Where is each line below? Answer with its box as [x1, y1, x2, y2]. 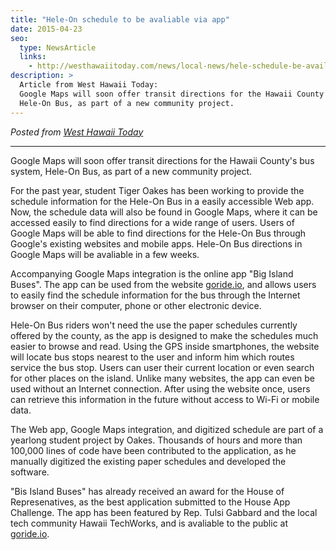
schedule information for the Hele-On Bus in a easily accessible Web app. [10, 195, 315, 207]
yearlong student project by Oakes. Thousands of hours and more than [10, 434, 303, 446]
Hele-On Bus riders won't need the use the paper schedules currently [10, 319, 298, 331]
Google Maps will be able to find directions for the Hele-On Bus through [10, 227, 307, 239]
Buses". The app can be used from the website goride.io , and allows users [10, 278, 317, 290]
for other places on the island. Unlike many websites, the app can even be [10, 372, 316, 384]
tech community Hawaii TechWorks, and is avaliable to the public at [10, 517, 289, 529]
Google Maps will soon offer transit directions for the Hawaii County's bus [10, 154, 315, 166]
